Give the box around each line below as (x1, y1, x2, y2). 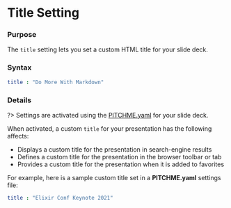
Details (7, 95, 32, 105)
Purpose (7, 30, 37, 40)
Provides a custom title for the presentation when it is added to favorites (17, 160, 225, 168)
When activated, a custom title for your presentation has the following (7, 124, 212, 133)
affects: (7, 131, 29, 140)
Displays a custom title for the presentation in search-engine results (17, 145, 212, 154)
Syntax (7, 63, 32, 72)
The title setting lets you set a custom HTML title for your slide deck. (7, 45, 209, 54)
